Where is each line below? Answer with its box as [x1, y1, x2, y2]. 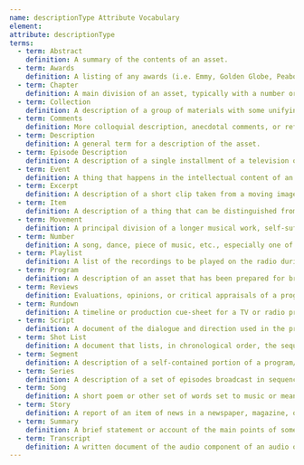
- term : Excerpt [17, 182, 79, 191]
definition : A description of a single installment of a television [25, 156, 290, 166]
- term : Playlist [17, 249, 83, 258]
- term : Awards [17, 64, 75, 73]
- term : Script [17, 316, 75, 326]
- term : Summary [17, 417, 79, 426]
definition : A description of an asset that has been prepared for [25, 274, 285, 283]
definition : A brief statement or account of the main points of [25, 425, 278, 434]
